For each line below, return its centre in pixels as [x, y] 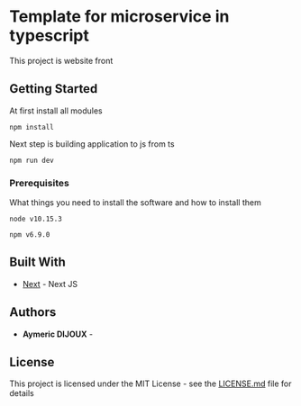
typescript [50, 36]
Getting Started [54, 89]
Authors [33, 312]
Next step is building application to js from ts [92, 144]
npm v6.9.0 [30, 235]
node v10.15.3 [36, 219]
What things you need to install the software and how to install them [135, 203]
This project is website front [61, 60]
